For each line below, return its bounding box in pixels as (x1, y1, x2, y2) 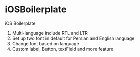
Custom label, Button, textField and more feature (12, 46, 114, 52)
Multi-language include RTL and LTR (12, 30, 88, 36)
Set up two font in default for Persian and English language (12, 35, 135, 41)
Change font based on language (12, 40, 79, 46)
